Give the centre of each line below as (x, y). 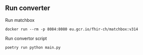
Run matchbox (20, 20)
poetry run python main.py (33, 47)
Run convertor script (26, 38)
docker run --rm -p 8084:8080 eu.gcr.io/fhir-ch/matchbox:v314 (72, 29)
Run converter (28, 8)
